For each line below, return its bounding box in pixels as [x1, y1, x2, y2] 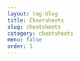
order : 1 [7, 43, 33, 50]
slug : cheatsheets [7, 23, 61, 30]
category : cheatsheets [7, 29, 74, 37]
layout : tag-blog [7, 10, 58, 18]
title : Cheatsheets [7, 17, 65, 24]
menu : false [7, 36, 42, 43]
